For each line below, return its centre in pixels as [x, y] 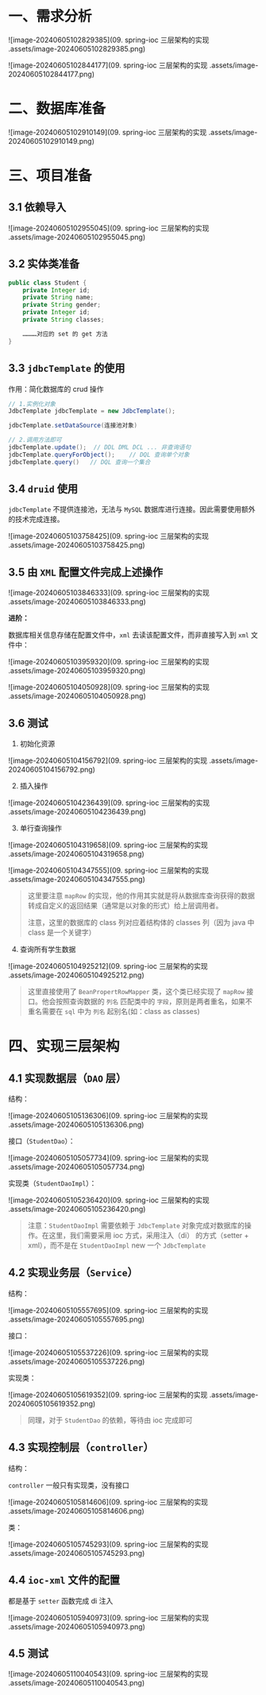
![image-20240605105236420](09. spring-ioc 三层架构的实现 [109, 1200]
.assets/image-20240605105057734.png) [77, 1167]
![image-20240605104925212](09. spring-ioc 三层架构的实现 [108, 966]
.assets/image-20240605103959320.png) [77, 671]
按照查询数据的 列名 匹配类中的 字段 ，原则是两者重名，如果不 [154, 1001]
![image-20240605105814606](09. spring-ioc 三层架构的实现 [108, 1502]
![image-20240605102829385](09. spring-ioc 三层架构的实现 [109, 40]
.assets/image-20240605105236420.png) [77, 1209]
